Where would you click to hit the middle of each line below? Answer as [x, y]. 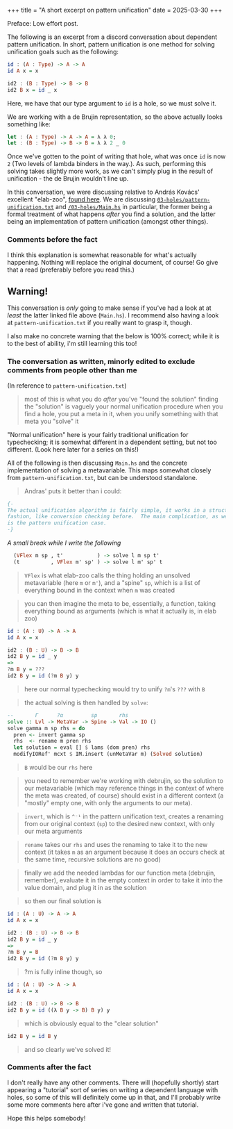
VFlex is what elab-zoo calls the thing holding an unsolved [107, 575]
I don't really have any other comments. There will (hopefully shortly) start [113, 1082]
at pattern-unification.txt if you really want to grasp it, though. [100, 323]
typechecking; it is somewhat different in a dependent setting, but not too [112, 442]
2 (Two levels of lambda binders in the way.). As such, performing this [107, 164]
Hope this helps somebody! [46, 1118]
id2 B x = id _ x [32, 90]
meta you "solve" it [51, 421]
